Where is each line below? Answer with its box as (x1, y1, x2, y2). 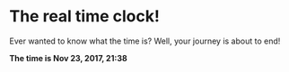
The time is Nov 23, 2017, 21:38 (9, 52, 127, 63)
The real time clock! (9, 6, 160, 27)
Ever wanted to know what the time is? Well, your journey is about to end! (9, 36, 281, 46)
